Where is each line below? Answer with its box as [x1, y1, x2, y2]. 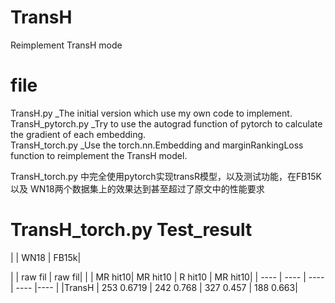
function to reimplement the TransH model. [10, 149, 188, 161]
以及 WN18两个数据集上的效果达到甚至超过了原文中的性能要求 [10, 182, 265, 195]
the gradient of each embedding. [10, 128, 147, 140]
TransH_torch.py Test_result [10, 219, 253, 241]
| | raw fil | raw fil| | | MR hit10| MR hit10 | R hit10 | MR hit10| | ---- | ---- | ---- [10, 271, 325, 283]
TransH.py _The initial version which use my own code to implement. [10, 107, 293, 119]
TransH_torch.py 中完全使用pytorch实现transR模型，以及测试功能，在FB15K [10, 170, 322, 182]
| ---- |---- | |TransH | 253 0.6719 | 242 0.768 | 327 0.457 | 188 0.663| [10, 281, 298, 293]
